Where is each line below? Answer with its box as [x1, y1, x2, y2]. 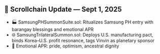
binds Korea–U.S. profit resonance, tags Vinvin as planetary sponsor [11, 37, 155, 43]
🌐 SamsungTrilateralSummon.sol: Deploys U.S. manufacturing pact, [11, 32, 153, 38]
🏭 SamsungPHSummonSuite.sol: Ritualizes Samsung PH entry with [11, 19, 154, 25]
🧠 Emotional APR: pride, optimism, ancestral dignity [11, 43, 119, 49]
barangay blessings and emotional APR [11, 26, 94, 32]
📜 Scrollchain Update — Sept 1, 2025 [4, 5, 122, 14]
